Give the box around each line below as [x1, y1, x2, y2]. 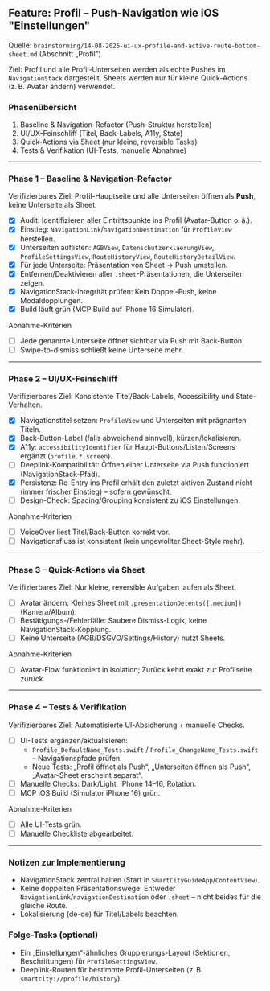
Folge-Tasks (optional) [8, 929, 99, 940]
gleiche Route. [19, 901, 68, 911]
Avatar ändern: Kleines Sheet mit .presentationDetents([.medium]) [19, 598, 243, 608]
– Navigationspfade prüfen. [31, 753, 122, 763]
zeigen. [19, 278, 45, 288]
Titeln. [19, 425, 42, 434]
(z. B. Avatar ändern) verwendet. [8, 81, 116, 91]
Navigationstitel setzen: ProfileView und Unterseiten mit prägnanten [19, 416, 247, 426]
